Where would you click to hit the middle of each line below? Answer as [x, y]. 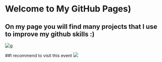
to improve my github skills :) [50, 34]
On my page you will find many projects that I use [81, 27]
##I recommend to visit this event [38, 56]
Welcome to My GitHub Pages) [68, 9]
